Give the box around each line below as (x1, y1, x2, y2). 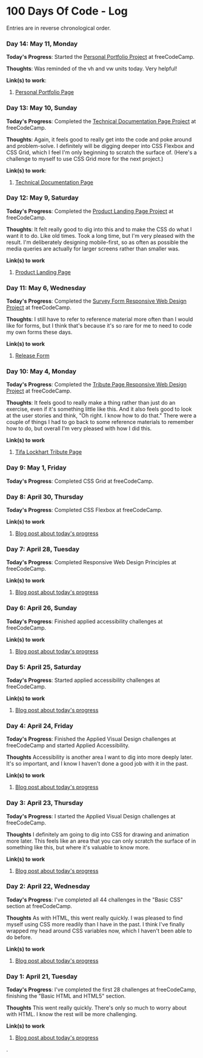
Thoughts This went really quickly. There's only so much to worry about (6, 1004, 187, 1011)
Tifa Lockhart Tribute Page (15, 448, 82, 456)
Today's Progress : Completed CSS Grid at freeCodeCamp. (6, 477, 154, 485)
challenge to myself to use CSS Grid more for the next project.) (6, 155, 164, 162)
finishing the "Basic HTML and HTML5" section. (6, 992, 126, 1000)
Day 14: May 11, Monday (6, 39, 78, 48)
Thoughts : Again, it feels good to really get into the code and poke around (6, 135, 192, 143)
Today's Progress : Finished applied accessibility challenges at (6, 618, 163, 625)
